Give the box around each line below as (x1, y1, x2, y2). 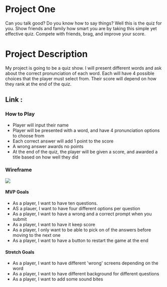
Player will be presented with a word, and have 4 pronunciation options (12, 127, 160, 133)
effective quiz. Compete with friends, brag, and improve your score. (5, 31, 146, 37)
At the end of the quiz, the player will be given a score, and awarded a (12, 149, 158, 155)
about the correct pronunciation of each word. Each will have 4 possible (5, 70, 154, 76)
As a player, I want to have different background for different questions (12, 271, 159, 277)
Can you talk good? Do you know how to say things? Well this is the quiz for (5, 20, 162, 26)
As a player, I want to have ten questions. (12, 200, 98, 206)
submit (12, 216, 27, 222)
